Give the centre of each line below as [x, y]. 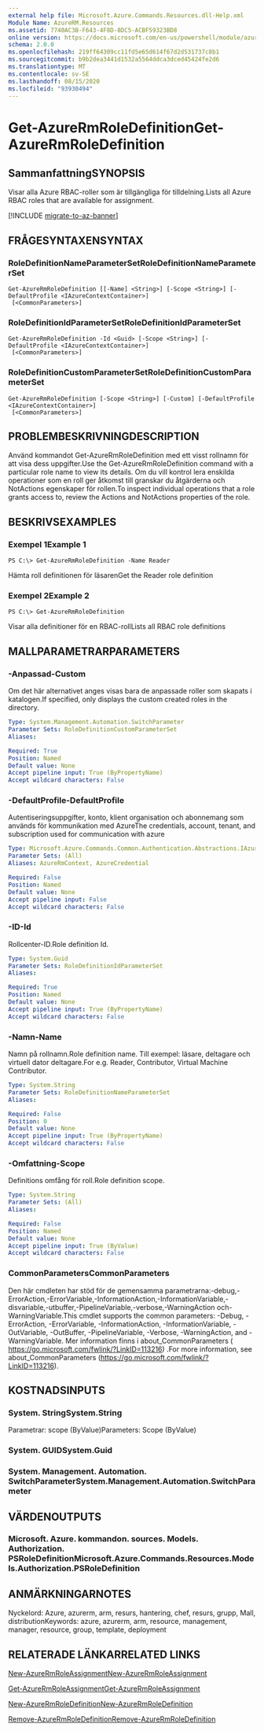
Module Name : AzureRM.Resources [61, 23]
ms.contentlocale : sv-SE [49, 74]
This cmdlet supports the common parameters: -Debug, [154, 1315]
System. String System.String [65, 1412]
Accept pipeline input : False [58, 899]
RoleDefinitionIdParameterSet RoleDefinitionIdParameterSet [125, 322]
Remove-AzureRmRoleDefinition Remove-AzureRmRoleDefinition [112, 1719]
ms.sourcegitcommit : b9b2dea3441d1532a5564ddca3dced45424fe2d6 [114, 60]
